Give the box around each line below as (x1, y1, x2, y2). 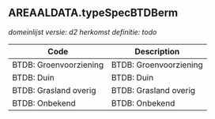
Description (134, 46, 180, 57)
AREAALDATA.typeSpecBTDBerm (8, 6, 179, 20)
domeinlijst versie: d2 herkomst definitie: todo (8, 27, 157, 36)
